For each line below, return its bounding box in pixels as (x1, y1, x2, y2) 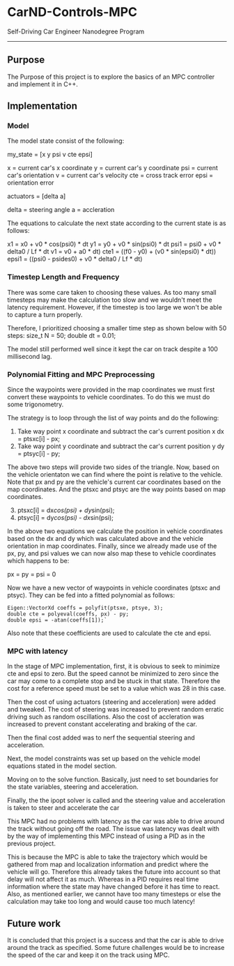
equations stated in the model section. (7, 762, 117, 770)
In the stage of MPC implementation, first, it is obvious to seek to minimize (7, 662, 221, 670)
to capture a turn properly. (7, 310, 83, 319)
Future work (7, 917, 61, 929)
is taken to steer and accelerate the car (7, 804, 120, 812)
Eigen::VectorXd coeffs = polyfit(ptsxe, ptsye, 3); (7, 604, 164, 612)
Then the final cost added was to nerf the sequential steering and (7, 733, 195, 742)
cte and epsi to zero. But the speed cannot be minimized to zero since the (7, 670, 219, 678)
